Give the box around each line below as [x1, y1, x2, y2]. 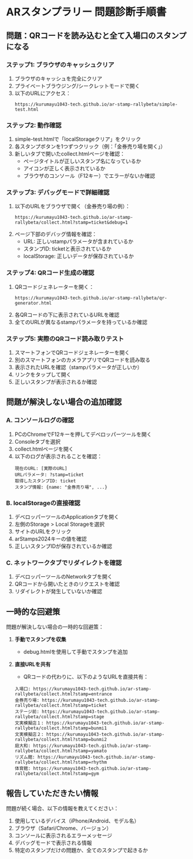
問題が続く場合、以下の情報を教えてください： [6, 804, 119, 811]
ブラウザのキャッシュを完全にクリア [14, 75, 103, 82]
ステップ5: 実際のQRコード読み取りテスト [6, 334, 124, 343]
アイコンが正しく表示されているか [23, 165, 106, 172]
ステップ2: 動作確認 [6, 121, 62, 129]
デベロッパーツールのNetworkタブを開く [14, 573, 113, 580]
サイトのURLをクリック [14, 528, 72, 535]
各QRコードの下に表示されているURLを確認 [14, 311, 120, 318]
